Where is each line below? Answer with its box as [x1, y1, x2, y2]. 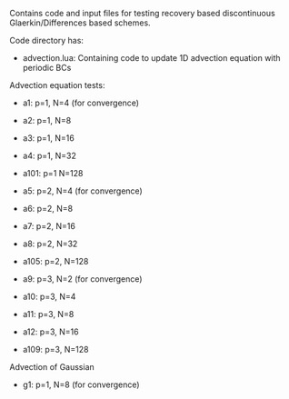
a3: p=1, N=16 [22, 133, 75, 144]
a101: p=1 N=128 [22, 168, 84, 178]
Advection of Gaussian [9, 362, 95, 372]
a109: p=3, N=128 [22, 344, 89, 354]
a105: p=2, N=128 [22, 256, 89, 266]
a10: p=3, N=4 [22, 291, 76, 302]
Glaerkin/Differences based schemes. [9, 17, 152, 28]
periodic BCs [22, 63, 72, 73]
